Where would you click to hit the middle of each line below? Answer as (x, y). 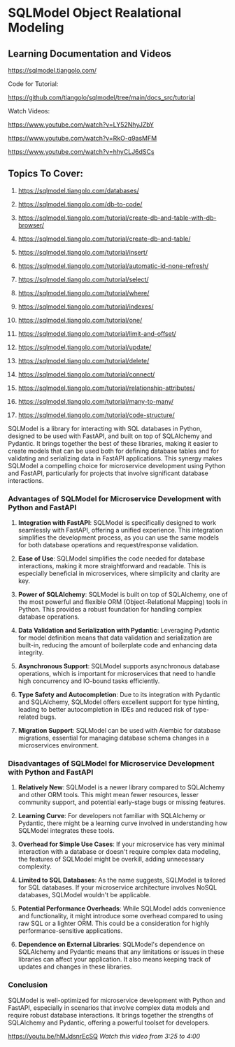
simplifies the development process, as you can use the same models (119, 537)
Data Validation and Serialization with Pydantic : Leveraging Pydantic (119, 631)
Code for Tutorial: (33, 84)
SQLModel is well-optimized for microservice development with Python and (117, 1000)
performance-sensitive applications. (70, 931)
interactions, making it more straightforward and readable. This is (112, 566)
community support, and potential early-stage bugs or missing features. (122, 802)
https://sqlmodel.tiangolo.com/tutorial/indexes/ (86, 307)
